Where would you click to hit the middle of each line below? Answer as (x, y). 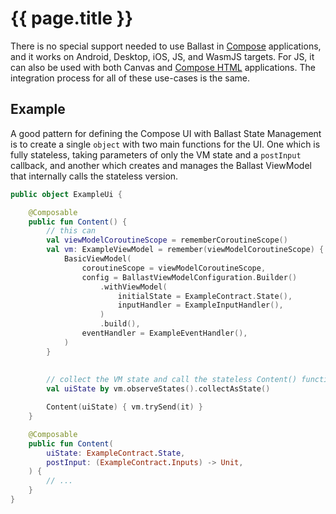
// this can (71, 231)
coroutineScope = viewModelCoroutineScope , (174, 268)
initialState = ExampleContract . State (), (205, 296)
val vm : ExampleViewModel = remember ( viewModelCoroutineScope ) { (185, 250)
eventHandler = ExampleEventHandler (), (164, 333)
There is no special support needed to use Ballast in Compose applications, (166, 46)
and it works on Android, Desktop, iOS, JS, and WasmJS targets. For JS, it (162, 56)
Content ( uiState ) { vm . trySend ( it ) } (124, 407)
